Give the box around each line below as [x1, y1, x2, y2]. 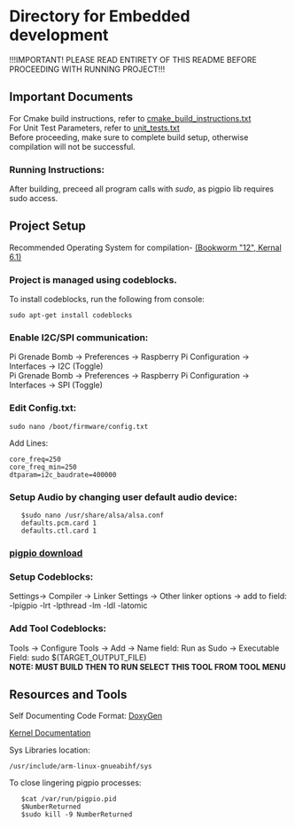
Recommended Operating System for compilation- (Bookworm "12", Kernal [9, 242, 282, 253]
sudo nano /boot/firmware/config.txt [9, 422, 149, 431]
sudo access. [9, 193, 58, 204]
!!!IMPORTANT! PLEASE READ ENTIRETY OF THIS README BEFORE [9, 54, 257, 65]
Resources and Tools [9, 687, 128, 702]
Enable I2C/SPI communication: [9, 332, 149, 344]
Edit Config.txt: [9, 402, 77, 414]
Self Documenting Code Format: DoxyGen [9, 711, 163, 722]
